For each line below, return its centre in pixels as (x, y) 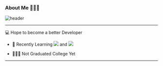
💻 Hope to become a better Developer (44, 33)
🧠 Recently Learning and (40, 44)
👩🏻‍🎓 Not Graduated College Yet (44, 54)
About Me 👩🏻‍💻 (22, 8)
